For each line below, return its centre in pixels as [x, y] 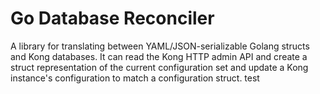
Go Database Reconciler [112, 18]
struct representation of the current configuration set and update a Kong [159, 67]
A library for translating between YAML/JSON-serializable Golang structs [160, 46]
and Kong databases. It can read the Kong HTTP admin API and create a [159, 56]
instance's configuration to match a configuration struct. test [135, 78]
